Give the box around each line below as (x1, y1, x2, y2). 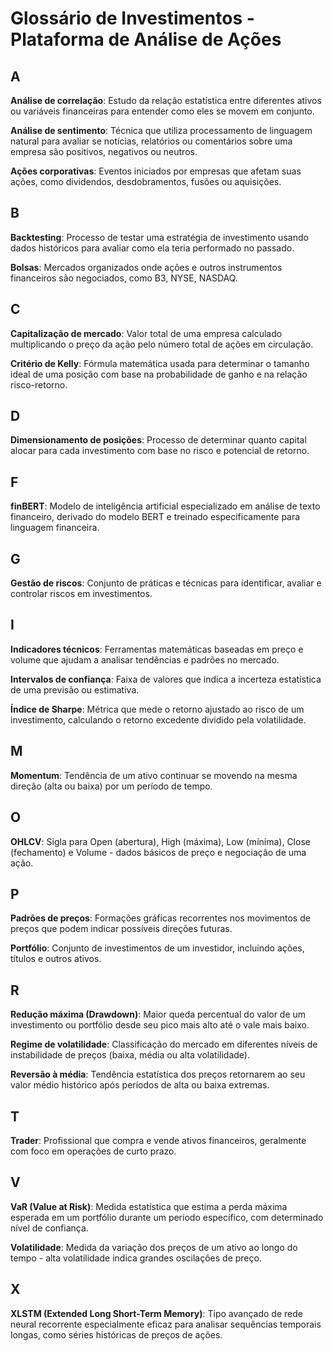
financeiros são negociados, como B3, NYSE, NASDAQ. (10, 272, 238, 284)
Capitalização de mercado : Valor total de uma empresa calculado (10, 327, 283, 339)
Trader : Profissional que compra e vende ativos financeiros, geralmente (10, 1134, 307, 1146)
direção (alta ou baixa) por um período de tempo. (10, 780, 213, 792)
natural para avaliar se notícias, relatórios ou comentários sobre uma (10, 135, 293, 147)
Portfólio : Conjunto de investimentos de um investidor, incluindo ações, (10, 942, 305, 954)
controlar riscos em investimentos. (10, 588, 153, 600)
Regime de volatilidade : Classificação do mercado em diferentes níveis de (10, 1038, 318, 1051)
